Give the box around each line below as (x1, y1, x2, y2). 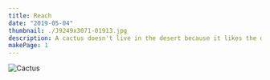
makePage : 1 (8, 42, 48, 50)
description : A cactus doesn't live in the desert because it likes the (8, 34, 257, 42)
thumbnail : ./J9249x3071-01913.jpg (8, 26, 128, 34)
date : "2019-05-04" (8, 19, 74, 27)
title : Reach (8, 11, 52, 20)
